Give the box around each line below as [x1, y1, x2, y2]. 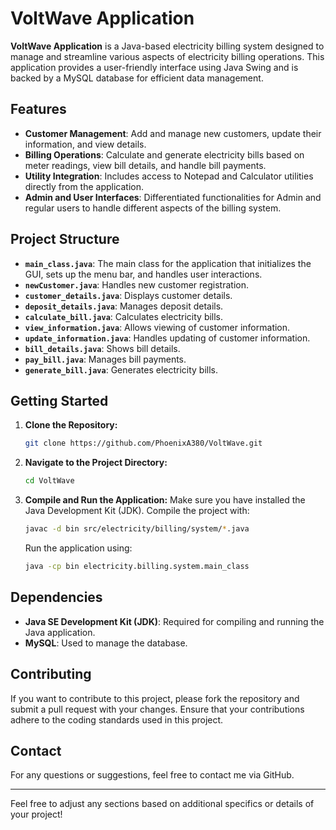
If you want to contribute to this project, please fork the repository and [10, 692, 300, 704]
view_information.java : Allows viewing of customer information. [24, 321, 291, 333]
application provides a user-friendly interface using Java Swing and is [10, 61, 299, 73]
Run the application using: [24, 542, 133, 554]
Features [10, 101, 67, 118]
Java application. [24, 626, 96, 638]
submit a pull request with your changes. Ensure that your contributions [10, 703, 305, 715]
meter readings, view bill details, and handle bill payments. [24, 159, 267, 171]
